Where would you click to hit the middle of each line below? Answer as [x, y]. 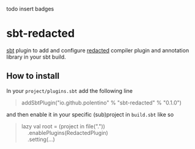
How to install [33, 76]
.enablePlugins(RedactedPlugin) [68, 133]
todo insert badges [30, 9]
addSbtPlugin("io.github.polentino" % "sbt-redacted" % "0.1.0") [101, 103]
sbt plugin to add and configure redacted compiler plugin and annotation [98, 50]
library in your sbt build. [36, 57]
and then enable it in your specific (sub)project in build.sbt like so [90, 114]
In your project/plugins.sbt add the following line [70, 90]
